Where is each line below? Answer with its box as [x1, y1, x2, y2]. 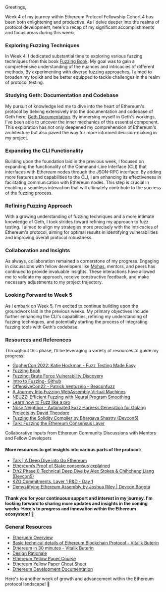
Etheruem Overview [12, 535, 53, 540]
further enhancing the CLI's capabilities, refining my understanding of [5, 313, 148, 319]
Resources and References [5, 336, 72, 343]
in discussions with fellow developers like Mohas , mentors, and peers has [5, 264, 156, 269]
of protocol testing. [5, 79, 44, 86]
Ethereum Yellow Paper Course [12, 556, 76, 562]
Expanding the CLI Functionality [5, 147, 84, 154]
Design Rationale [12, 550, 47, 556]
